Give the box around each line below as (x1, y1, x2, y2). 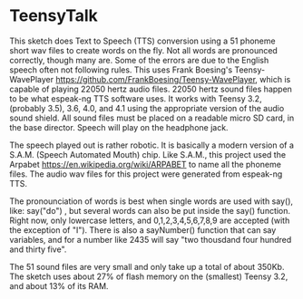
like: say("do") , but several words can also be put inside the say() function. (9, 205, 291, 216)
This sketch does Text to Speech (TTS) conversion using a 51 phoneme (9, 35, 276, 46)
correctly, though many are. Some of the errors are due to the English (9, 54, 269, 65)
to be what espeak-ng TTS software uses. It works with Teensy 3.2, (9, 92, 262, 104)
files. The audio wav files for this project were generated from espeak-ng (9, 169, 283, 179)
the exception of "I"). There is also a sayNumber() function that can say (9, 224, 277, 236)
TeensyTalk (9, 5, 98, 26)
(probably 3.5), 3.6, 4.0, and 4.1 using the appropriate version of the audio (9, 102, 285, 113)
